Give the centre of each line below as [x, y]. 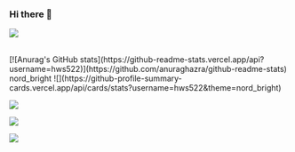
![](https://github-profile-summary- [117, 78]
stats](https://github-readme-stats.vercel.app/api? [172, 60]
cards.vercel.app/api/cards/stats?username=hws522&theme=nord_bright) [145, 88]
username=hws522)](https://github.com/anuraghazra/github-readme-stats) [148, 69]
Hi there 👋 [31, 14]
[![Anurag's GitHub [44, 60]
